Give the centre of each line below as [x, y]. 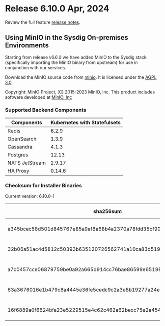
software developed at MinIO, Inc [39, 97]
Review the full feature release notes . [43, 22]
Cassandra [20, 147]
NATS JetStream [27, 163]
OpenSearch [22, 139]
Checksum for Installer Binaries [43, 185]
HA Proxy [18, 171]
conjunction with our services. [36, 67]
